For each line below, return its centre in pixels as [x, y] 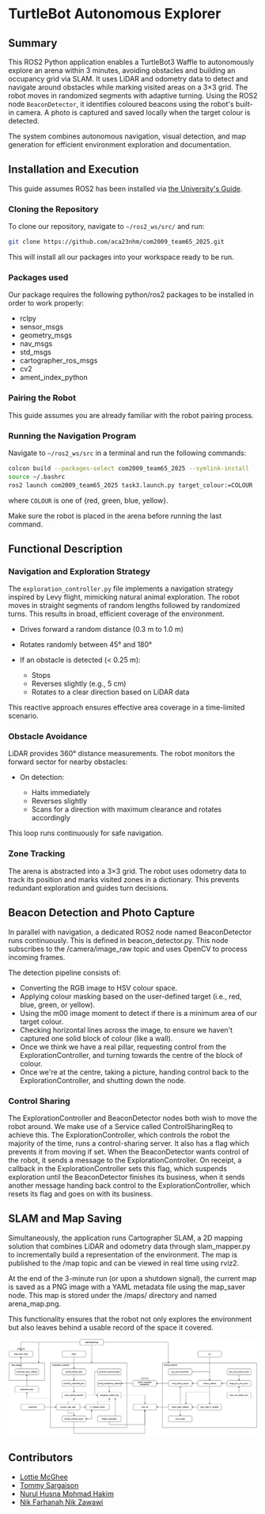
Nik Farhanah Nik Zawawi [61, 1502]
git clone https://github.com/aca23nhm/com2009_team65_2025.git [116, 242]
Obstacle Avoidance [48, 736]
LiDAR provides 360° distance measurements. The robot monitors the [122, 754]
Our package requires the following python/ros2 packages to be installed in [131, 295]
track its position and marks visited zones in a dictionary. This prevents [124, 879]
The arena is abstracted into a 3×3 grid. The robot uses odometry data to [127, 871]
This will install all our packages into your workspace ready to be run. [121, 257]
